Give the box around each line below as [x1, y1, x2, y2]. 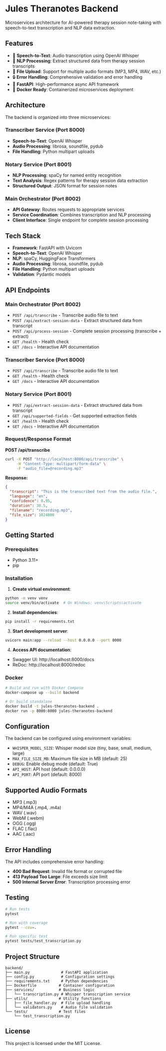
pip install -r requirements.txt [5, 619, 75, 624]
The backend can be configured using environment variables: [5, 735, 132, 741]
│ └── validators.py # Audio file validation [5, 1005, 113, 1010]
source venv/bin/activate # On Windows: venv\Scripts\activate [5, 600, 142, 606]
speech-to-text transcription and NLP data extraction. [5, 24, 116, 30]
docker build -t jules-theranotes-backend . [5, 703, 99, 708]
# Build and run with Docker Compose [5, 686, 84, 691]
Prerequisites [5, 545, 38, 552]
